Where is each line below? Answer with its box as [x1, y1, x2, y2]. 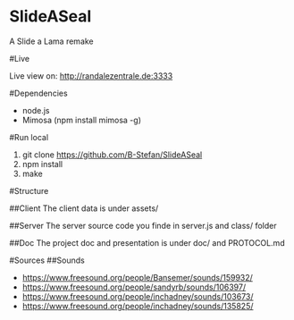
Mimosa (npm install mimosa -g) [21, 114, 141, 125]
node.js [21, 105, 51, 115]
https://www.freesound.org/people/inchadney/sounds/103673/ [21, 291, 254, 301]
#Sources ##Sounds [9, 255, 85, 265]
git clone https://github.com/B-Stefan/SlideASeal [21, 149, 203, 160]
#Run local [9, 131, 49, 142]
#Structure [9, 185, 49, 196]
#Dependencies [9, 88, 69, 98]
